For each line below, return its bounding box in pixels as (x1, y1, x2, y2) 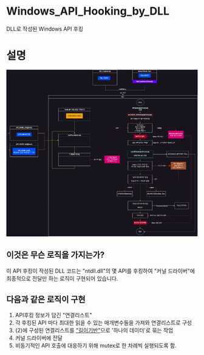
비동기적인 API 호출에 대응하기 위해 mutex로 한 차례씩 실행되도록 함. (15, 342, 177, 350)
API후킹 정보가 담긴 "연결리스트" (15, 312, 92, 319)
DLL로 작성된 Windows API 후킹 (6, 25, 84, 32)
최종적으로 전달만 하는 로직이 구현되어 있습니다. (6, 275, 118, 282)
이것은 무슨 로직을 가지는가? (6, 250, 105, 260)
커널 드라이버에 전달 (15, 334, 63, 342)
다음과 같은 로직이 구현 (6, 294, 86, 305)
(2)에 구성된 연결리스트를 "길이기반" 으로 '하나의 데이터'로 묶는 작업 (15, 327, 174, 334)
